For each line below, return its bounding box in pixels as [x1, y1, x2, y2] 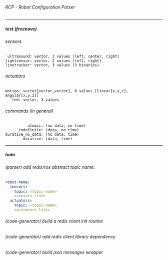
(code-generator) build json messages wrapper [5, 249, 103, 255]
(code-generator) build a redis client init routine [5, 218, 103, 224]
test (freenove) [5, 25, 37, 32]
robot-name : [5, 180, 30, 185]
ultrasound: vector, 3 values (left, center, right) [7, 54, 120, 59]
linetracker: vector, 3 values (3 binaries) [5, 62, 99, 67]
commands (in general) [5, 108, 53, 114]
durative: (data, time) [23, 136, 72, 142]
